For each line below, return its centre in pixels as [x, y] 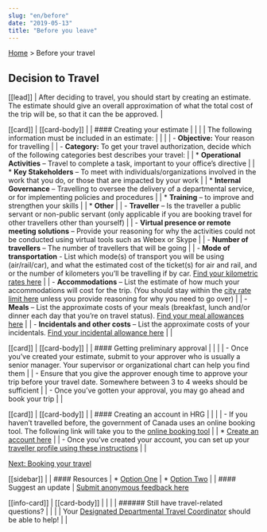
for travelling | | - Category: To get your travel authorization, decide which [130, 147]
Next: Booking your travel [50, 464]
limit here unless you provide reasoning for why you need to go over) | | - [128, 299]
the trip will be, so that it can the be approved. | [85, 114]
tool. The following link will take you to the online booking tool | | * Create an [133, 432]
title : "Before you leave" [53, 30]
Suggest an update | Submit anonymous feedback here [99, 487]
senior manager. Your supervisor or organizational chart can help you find [129, 365]
